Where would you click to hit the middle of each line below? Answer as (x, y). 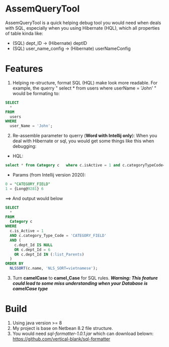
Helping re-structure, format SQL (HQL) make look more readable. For (85, 82)
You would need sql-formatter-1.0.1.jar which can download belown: (83, 333)
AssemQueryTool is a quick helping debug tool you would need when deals (83, 23)
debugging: (24, 146)
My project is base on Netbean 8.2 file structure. (63, 328)
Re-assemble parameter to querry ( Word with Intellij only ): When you (85, 136)
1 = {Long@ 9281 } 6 (24, 189)
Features (24, 69)
